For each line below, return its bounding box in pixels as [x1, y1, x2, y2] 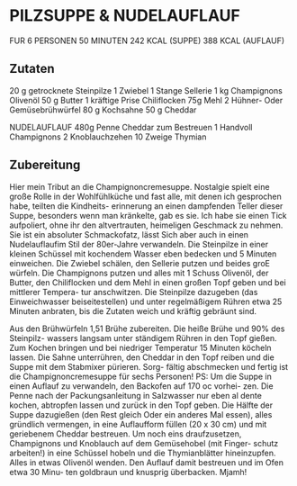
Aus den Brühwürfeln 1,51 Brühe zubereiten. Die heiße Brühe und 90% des [9, 323, 285, 334]
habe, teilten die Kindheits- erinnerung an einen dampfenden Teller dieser [9, 200, 283, 211]
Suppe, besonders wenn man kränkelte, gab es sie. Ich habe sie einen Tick [9, 210, 287, 220]
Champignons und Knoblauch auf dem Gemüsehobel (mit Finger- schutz [9, 437, 279, 448]
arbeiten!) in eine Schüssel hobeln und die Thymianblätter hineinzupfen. [9, 447, 276, 458]
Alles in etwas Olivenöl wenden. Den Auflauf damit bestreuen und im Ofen [9, 456, 283, 468]
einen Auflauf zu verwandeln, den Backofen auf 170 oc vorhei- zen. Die [9, 380, 274, 391]
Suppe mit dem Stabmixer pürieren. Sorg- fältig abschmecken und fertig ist [9, 361, 289, 372]
